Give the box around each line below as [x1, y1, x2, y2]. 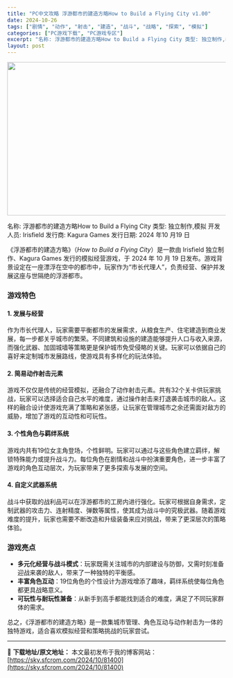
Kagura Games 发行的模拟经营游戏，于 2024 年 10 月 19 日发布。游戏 [19, 255, 217, 262]
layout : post [7, 42, 45, 49]
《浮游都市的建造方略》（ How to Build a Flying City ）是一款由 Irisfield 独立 [7, 245, 218, 254]
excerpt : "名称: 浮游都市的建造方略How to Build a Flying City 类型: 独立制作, [7, 36, 225, 43]
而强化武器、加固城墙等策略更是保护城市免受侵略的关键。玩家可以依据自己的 [7, 344, 226, 352]
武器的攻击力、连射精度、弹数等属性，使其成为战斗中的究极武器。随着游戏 [12, 506, 226, 515]
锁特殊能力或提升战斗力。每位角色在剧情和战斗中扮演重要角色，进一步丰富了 [7, 455, 226, 463]
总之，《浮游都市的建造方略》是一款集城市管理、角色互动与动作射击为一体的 [7, 618, 223, 627]
